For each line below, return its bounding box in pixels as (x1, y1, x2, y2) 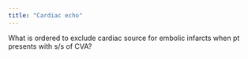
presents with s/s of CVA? (8, 41, 92, 51)
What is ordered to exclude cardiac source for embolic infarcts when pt (8, 33, 240, 42)
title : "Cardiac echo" (8, 11, 83, 20)
